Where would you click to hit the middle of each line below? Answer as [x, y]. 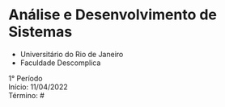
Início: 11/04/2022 [38, 87]
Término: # [26, 95]
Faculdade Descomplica [60, 63]
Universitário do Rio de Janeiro [72, 54]
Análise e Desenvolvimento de [112, 15]
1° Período [25, 78]
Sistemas [40, 32]
